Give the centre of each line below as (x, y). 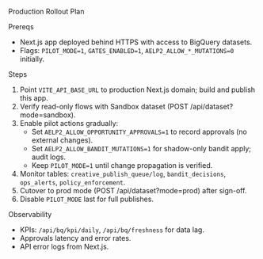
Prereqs (21, 27)
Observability (30, 214)
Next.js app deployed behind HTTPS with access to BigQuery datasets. (136, 42)
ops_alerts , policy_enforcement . (72, 182)
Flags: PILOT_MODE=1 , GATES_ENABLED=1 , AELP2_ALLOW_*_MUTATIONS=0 (127, 50)
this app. (34, 98)
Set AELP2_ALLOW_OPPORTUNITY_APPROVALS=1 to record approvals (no (139, 131)
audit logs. (49, 157)
